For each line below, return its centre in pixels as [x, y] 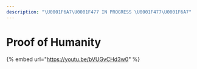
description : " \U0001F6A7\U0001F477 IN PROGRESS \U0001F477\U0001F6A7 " [99, 12]
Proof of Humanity [54, 42]
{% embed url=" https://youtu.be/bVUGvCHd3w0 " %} [73, 59]
